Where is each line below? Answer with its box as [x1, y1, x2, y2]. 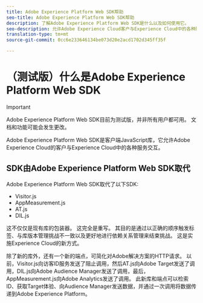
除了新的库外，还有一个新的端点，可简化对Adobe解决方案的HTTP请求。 [6, 252, 185, 259]
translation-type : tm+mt [6, 31, 69, 37]
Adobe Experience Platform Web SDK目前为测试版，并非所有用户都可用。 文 [6, 116, 196, 123]
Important [6, 103, 31, 111]
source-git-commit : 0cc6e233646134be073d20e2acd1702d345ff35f [6, 37, 166, 43]
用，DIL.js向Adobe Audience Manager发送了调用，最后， [6, 267, 149, 275]
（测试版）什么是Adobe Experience [6, 70, 186, 84]
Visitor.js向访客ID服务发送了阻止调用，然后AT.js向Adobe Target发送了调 [16, 259, 195, 267]
